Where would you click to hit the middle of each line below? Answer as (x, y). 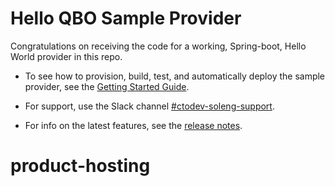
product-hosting (80, 166)
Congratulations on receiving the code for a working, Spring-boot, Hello (158, 46)
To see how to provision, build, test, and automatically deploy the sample (175, 76)
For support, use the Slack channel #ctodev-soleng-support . (149, 106)
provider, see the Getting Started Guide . (107, 86)
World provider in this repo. (66, 56)
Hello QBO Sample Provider (126, 18)
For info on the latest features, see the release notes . (133, 125)
